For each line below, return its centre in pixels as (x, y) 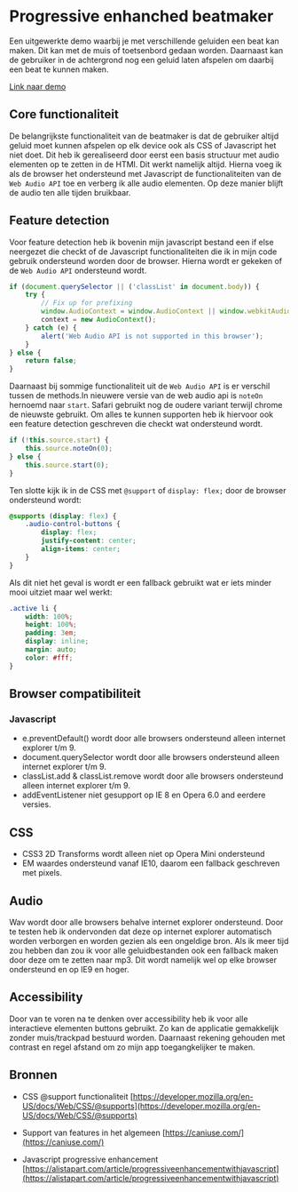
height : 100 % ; (51, 625)
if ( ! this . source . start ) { (59, 440)
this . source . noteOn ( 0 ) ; (69, 449)
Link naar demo (38, 86)
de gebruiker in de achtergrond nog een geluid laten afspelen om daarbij (141, 60)
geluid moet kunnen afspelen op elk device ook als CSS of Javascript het (143, 145)
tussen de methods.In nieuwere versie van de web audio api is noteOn (136, 396)
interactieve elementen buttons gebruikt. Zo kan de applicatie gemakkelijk (144, 1028)
